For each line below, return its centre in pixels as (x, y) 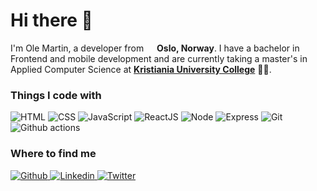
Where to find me (53, 154)
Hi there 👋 (51, 20)
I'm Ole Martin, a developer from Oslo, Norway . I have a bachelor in (155, 48)
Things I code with (56, 95)
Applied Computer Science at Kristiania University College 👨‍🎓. (141, 69)
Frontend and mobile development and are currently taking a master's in (159, 58)
